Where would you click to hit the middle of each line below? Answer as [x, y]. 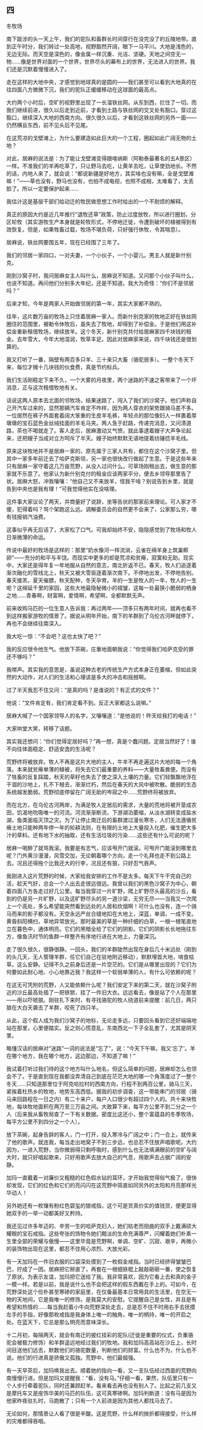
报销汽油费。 [33, 517]
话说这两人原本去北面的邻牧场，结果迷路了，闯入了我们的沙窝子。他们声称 [99, 400]
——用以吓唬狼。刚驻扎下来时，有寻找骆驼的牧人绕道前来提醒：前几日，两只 [101, 1000]
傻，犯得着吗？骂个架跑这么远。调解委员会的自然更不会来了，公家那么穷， [99, 509]
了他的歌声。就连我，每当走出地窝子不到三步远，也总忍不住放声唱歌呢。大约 [101, 1142]
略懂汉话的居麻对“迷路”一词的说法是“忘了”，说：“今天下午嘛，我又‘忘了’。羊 [101, 1048]
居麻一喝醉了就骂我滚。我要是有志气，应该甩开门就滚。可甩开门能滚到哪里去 [101, 847]
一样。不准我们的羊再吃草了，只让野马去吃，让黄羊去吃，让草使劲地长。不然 [101, 166]
